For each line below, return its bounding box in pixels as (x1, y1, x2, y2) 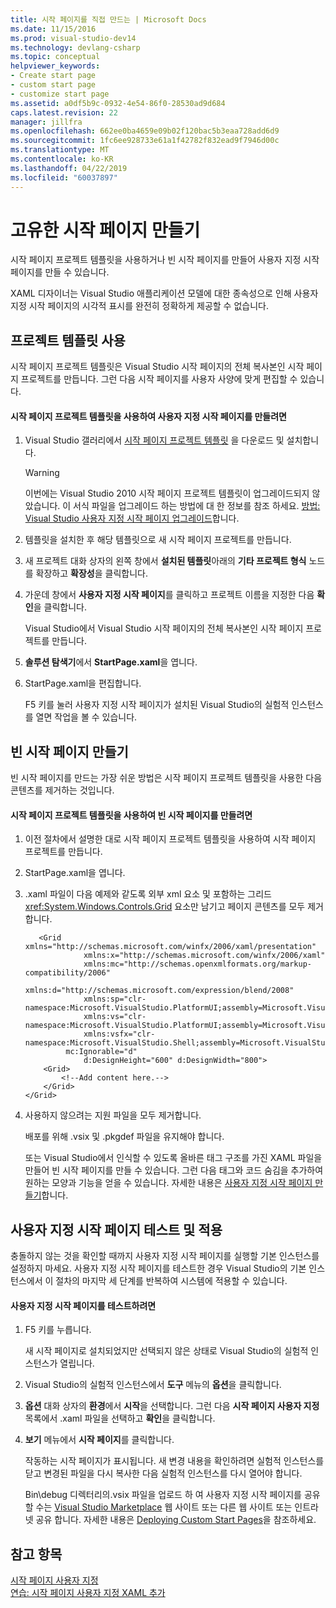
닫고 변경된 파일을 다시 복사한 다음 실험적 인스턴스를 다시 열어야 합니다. (24, 1467, 303, 1480)
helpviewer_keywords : (10, 61, 101, 71)
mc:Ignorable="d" (65, 1047, 138, 1057)
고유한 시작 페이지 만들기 (10, 219, 201, 241)
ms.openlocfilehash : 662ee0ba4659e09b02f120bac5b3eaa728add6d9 (10, 126, 280, 136)
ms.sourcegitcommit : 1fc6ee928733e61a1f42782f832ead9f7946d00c (10, 136, 280, 146)
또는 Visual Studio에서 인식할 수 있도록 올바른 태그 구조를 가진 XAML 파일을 (24, 1152, 323, 1164)
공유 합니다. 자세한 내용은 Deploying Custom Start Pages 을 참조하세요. (35, 1514, 317, 1526)
